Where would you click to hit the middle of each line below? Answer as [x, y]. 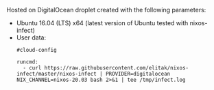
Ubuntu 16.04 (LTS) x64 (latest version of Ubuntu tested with [102, 23]
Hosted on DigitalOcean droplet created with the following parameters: [106, 10]
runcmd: [27, 62]
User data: [31, 37]
